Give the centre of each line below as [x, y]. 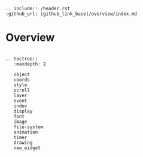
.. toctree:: [22, 59]
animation [26, 132]
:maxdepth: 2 [30, 64]
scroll [22, 90]
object [22, 74]
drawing [23, 143]
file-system [28, 127]
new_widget [27, 148]
